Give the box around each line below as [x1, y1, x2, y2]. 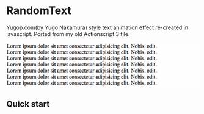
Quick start [6, 99, 50, 110]
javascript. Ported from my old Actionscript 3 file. [6, 30, 130, 37]
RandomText [6, 4, 71, 18]
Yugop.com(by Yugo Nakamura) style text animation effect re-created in [6, 24, 188, 31]
